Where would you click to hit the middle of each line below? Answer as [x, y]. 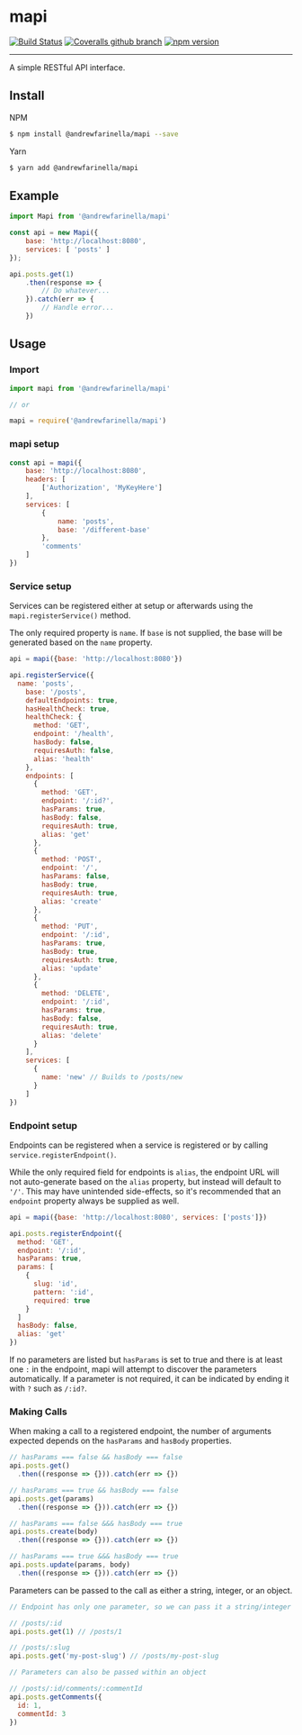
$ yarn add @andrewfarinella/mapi [74, 168]
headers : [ [46, 479]
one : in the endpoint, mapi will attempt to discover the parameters [133, 1369]
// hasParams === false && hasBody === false [96, 1458]
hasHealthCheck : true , [68, 709]
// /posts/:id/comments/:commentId [76, 1689]
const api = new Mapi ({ [54, 233]
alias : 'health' [63, 758]
